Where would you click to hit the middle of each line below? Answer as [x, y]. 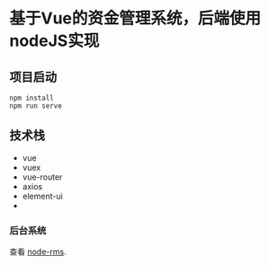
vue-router [42, 177]
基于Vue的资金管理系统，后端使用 [135, 18]
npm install [31, 98]
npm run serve [36, 106]
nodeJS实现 [54, 41]
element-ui [42, 196]
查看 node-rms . [38, 252]
